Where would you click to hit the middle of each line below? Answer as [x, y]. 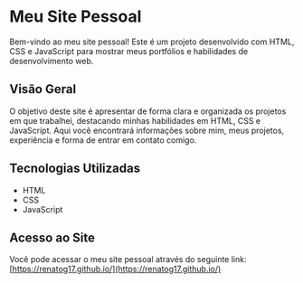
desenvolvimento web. [52, 61]
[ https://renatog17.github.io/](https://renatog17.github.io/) [115, 269]
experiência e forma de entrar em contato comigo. [103, 140]
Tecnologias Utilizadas [75, 169]
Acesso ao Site [52, 237]
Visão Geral [43, 89]
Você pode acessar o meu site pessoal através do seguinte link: [128, 259]
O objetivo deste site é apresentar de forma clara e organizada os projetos [148, 111]
